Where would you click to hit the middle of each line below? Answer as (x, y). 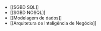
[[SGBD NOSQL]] (28, 12)
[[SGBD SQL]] (24, 7)
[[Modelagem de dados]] (36, 18)
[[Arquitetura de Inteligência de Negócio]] (53, 23)
